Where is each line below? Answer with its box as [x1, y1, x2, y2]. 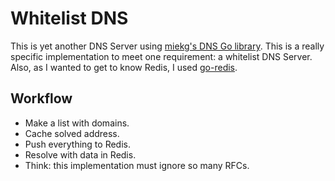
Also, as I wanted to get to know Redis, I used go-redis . [10, 61, 238, 73]
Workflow [10, 90, 73, 107]
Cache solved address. [24, 127, 120, 139]
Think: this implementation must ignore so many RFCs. [24, 159, 250, 171]
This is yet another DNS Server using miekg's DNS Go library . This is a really [10, 40, 325, 52]
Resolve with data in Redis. [24, 148, 137, 161]
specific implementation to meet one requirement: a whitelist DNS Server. [10, 50, 313, 62]
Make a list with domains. [24, 117, 130, 129]
